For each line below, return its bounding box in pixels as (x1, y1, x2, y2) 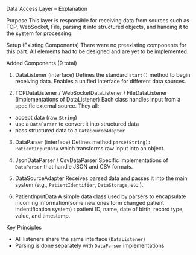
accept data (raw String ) (14, 114, 77, 121)
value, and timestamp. (14, 212, 71, 219)
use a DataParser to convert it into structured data (14, 120, 139, 127)
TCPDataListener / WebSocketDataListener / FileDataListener (14, 89, 168, 96)
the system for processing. (6, 30, 74, 37)
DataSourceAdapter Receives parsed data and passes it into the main (14, 175, 188, 182)
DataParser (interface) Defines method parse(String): (14, 138, 151, 146)
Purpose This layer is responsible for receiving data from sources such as (6, 17, 190, 24)
